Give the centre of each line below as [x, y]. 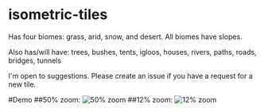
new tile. [22, 84]
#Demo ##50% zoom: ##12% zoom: [91, 99]
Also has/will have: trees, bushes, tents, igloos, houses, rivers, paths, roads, [132, 52]
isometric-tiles [58, 15]
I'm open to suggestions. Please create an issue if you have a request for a [130, 75]
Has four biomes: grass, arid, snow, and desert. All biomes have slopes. [125, 37]
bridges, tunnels [35, 60]
